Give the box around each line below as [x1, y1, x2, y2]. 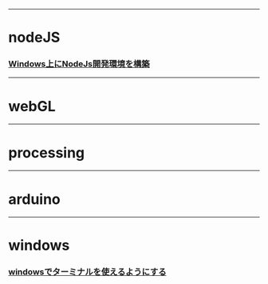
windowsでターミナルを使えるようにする [8, 266, 167, 278]
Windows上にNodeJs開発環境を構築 [8, 58, 150, 70]
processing [8, 143, 85, 162]
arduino [8, 190, 61, 208]
